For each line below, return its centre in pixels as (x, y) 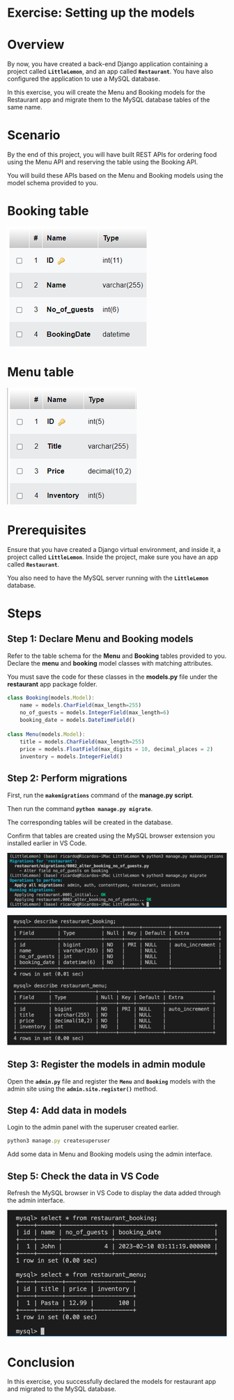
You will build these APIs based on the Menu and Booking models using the (115, 176)
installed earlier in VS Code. (47, 843)
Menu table (41, 372)
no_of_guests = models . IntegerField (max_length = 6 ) (95, 712)
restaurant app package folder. (52, 684)
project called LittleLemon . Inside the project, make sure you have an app (113, 557)
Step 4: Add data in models (67, 1110)
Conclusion (41, 1362)
